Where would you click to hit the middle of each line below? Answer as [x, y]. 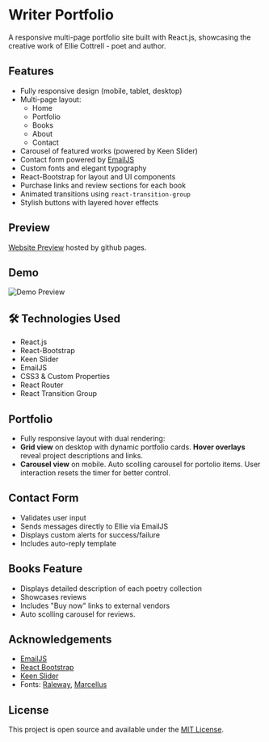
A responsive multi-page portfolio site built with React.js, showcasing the [130, 37]
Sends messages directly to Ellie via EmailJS [94, 526]
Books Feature [46, 569]
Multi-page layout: [50, 99]
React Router [42, 385]
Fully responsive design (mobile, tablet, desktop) [101, 91]
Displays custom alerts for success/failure [90, 534]
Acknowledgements [60, 640]
